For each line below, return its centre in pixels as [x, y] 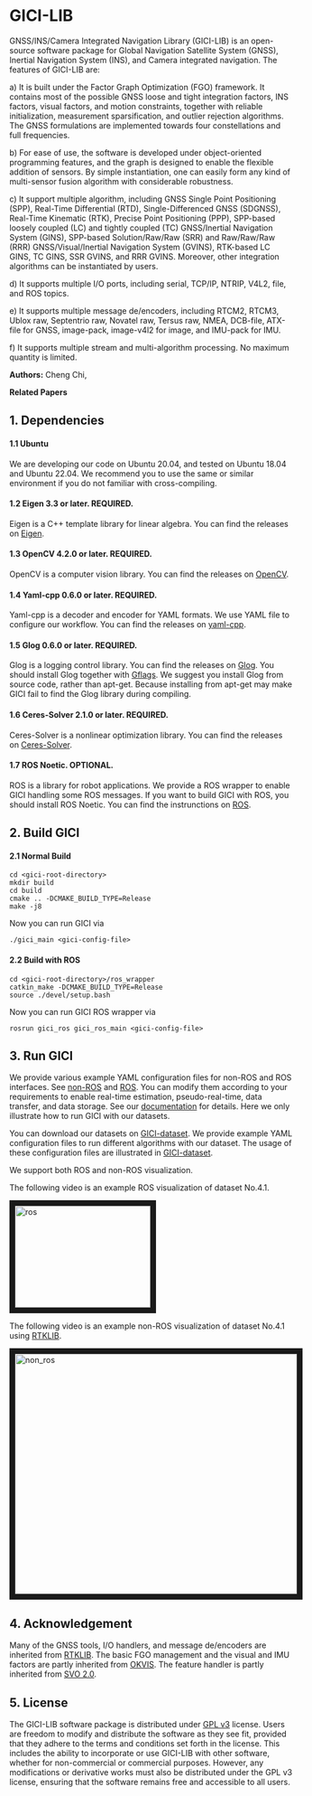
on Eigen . [27, 533]
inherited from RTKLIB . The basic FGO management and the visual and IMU [150, 1655]
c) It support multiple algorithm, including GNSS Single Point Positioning [143, 199]
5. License [39, 1702]
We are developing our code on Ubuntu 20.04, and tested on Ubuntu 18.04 [148, 464]
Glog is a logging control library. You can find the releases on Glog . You [142, 665]
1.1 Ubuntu [29, 443]
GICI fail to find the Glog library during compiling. [101, 694]
